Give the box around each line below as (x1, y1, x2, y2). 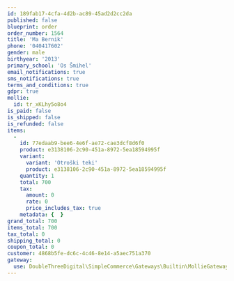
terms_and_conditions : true (7, 82, 89, 89)
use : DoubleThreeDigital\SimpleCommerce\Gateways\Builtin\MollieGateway (13, 263, 229, 270)
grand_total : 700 (7, 218, 58, 225)
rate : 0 (25, 198, 49, 206)
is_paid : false (7, 107, 52, 114)
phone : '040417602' (7, 43, 64, 50)
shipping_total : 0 (7, 237, 61, 244)
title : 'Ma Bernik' (7, 36, 64, 43)
